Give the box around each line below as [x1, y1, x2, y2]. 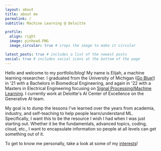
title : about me [5, 12, 38, 17]
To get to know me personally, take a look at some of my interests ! [5, 140, 138, 146]
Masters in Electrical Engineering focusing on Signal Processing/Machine [5, 85, 152, 91]
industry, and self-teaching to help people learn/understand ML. [5, 110, 134, 116]
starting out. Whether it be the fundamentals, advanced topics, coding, [5, 120, 147, 127]
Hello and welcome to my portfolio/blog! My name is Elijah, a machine [5, 70, 144, 75]
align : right [9, 34, 36, 39]
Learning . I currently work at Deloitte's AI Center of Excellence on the [5, 91, 144, 96]
